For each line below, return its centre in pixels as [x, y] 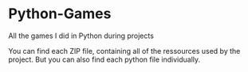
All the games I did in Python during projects [81, 36]
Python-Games [60, 14]
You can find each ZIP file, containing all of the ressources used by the [124, 51]
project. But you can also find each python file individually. [104, 59]
